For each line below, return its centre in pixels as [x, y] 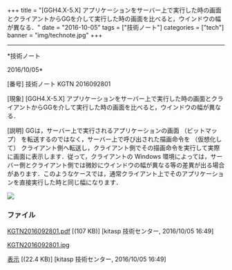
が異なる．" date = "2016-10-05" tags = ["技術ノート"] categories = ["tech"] [116, 27]
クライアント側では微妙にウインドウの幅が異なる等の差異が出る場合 [128, 165]
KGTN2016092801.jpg [39, 245]
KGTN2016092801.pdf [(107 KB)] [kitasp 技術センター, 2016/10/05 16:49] [110, 231]
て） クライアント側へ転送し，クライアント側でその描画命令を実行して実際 [114, 148]
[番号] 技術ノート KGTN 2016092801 [59, 84]
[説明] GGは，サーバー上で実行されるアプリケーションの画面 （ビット [106, 131]
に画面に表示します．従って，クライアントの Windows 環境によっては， [109, 156]
